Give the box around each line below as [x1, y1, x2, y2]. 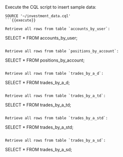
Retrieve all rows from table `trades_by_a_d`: [5, 71, 104, 76]
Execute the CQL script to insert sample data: [5, 4, 97, 10]
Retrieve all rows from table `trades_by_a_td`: [5, 93, 106, 98]
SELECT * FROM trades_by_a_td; [5, 102, 72, 108]
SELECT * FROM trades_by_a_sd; [5, 147, 72, 152]
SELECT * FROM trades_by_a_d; [5, 80, 70, 85]
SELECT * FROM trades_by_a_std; [5, 124, 74, 130]
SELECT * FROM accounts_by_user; [5, 35, 78, 41]
